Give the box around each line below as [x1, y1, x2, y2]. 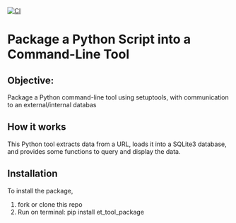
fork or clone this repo [17, 200, 83, 208]
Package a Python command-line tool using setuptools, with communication [7, 93, 230, 102]
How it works [7, 121, 66, 133]
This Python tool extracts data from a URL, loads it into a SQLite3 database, [7, 140, 228, 148]
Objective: [7, 74, 54, 86]
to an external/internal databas [7, 101, 97, 109]
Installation [7, 168, 58, 180]
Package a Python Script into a [7, 32, 191, 47]
